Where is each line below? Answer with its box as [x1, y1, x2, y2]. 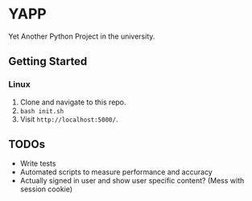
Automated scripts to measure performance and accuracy [19, 167, 213, 177]
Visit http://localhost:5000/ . [19, 114, 118, 124]
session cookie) [19, 184, 73, 194]
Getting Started [8, 55, 88, 68]
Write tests [19, 158, 56, 169]
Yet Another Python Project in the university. [8, 31, 155, 41]
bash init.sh [19, 107, 64, 115]
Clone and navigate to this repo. [19, 97, 126, 107]
